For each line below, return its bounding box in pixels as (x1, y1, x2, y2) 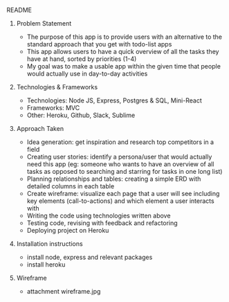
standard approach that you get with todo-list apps (26, 40, 172, 48)
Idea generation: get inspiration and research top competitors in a (26, 138, 214, 146)
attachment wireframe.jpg (26, 287, 101, 295)
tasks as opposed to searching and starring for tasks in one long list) (26, 168, 223, 175)
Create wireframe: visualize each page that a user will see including (26, 190, 220, 197)
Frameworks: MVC (26, 104, 80, 112)
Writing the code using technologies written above (26, 211, 171, 220)
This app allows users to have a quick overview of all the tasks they (26, 48, 219, 55)
